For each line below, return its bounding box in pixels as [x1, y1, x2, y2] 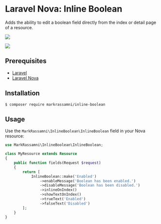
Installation [5, 89, 40, 98]
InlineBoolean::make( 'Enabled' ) [31, 174, 97, 179]
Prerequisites [5, 57, 47, 65]
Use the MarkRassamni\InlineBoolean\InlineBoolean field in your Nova [5, 128, 146, 134]
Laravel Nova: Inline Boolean [5, 3, 123, 15]
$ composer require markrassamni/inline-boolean [5, 102, 106, 107]
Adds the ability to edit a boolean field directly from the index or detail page [5, 19, 157, 25]
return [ [22, 169, 40, 174]
